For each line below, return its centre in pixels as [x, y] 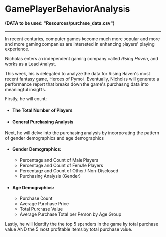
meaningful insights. [26, 90]
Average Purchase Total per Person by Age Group [70, 214]
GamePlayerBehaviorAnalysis [68, 9]
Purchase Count [36, 198]
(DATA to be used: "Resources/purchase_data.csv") [60, 23]
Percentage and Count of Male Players [59, 160]
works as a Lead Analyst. [31, 64]
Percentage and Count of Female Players [62, 166]
